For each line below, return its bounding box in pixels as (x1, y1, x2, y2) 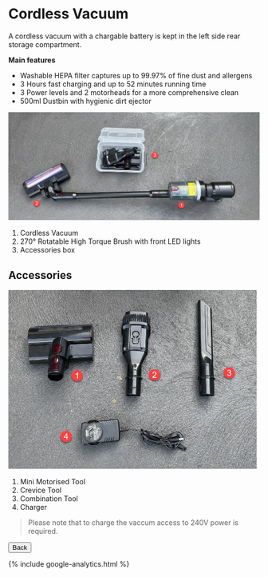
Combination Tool (19, 494, 78, 503)
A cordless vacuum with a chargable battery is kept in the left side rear (8, 31, 241, 41)
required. (27, 527, 58, 536)
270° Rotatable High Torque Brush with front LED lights (19, 237, 201, 246)
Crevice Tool (19, 485, 62, 495)
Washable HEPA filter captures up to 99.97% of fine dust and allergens (19, 70, 253, 80)
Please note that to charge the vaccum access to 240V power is (27, 518, 239, 527)
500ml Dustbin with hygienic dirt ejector (19, 96, 152, 105)
